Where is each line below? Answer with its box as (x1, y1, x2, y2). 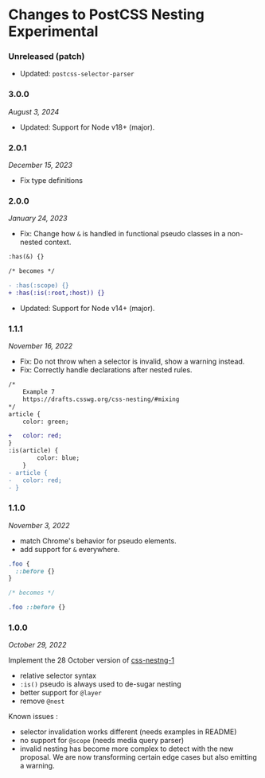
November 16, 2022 (8, 341, 73, 351)
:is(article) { (8, 447, 59, 455)
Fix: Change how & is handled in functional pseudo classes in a (19, 229, 226, 239)
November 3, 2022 (8, 520, 70, 530)
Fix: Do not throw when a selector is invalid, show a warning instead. (19, 356, 245, 367)
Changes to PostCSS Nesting (8, 6, 205, 24)
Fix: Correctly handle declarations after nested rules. (19, 365, 193, 375)
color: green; (22, 418, 69, 426)
